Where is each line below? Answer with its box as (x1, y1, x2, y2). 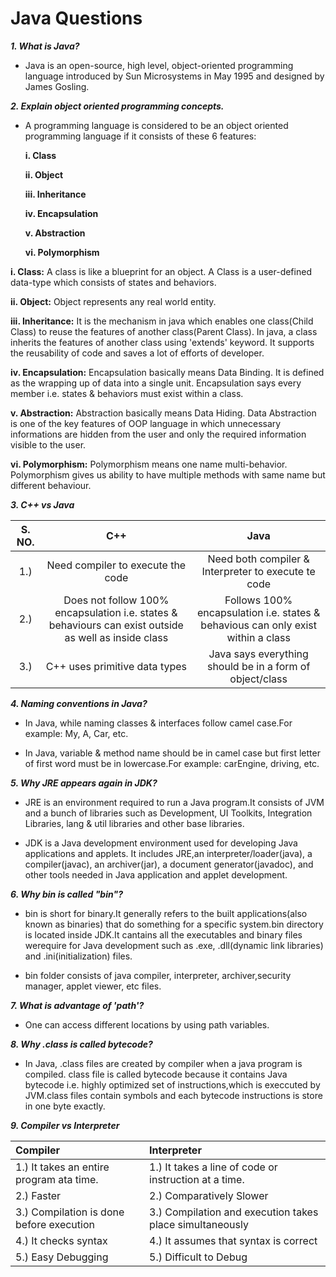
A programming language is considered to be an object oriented (24, 119, 289, 131)
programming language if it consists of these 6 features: (24, 130, 257, 142)
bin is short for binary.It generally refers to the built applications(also (24, 907, 308, 919)
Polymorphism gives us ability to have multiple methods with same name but (10, 468, 326, 481)
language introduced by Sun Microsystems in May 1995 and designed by (24, 70, 325, 82)
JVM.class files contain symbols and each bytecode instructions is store (24, 1089, 323, 1101)
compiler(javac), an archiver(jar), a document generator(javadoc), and (24, 858, 314, 870)
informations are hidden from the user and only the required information (10, 428, 307, 440)
